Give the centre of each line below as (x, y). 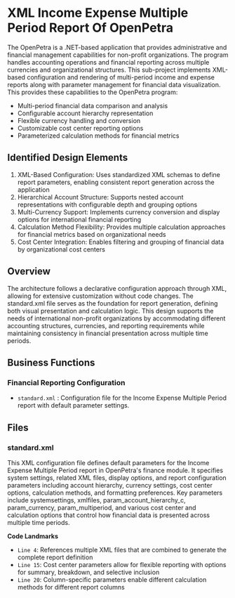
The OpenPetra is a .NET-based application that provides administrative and (117, 47)
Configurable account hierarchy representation (85, 113)
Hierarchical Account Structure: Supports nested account (100, 197)
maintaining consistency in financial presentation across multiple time (108, 333)
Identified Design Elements (68, 158)
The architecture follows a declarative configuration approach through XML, (117, 288)
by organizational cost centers (61, 249)
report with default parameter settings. (73, 405)
